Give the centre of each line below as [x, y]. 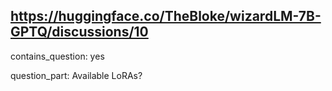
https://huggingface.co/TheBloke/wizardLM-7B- [166, 16]
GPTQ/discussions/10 [79, 32]
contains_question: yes [57, 56]
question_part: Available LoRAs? [76, 75]
